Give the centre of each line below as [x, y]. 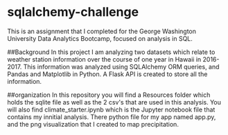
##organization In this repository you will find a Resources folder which [109, 95]
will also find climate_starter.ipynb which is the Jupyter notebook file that [111, 109]
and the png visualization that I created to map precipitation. [93, 124]
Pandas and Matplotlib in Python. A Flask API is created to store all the [107, 74]
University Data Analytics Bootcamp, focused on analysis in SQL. [100, 38]
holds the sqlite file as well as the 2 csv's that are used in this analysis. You [114, 102]
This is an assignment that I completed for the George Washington [102, 31]
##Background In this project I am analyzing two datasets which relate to [111, 52]
